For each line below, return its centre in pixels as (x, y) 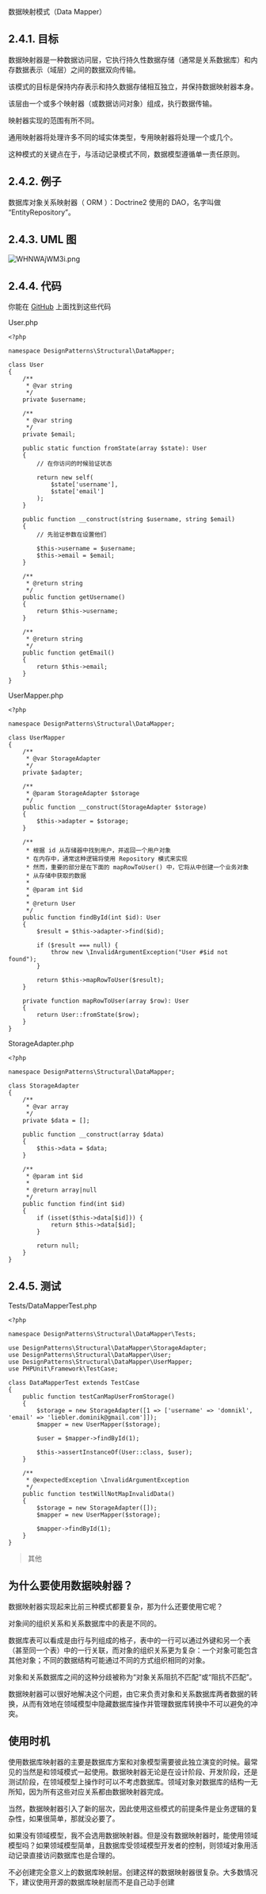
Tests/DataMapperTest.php (53, 1306)
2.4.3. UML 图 (42, 240)
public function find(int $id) (74, 1204)
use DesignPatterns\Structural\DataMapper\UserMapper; (101, 1362)
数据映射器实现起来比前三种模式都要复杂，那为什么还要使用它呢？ (116, 1606)
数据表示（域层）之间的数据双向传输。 (77, 69)
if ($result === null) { (78, 945)
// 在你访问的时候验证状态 (74, 464)
